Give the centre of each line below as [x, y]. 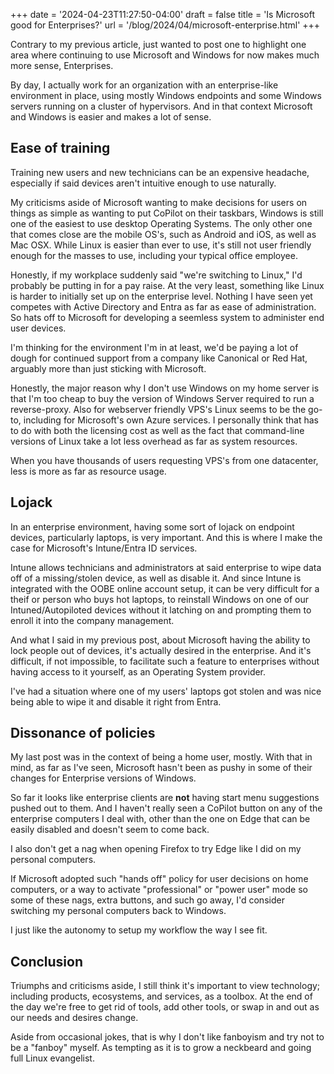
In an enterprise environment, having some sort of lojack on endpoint [152, 526]
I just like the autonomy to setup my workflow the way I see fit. [139, 930]
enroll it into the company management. [92, 620]
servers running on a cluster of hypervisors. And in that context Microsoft [161, 106]
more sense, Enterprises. [62, 65]
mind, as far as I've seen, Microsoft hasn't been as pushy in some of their [161, 768]
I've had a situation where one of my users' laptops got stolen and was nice [166, 691]
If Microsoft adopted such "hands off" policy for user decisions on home [159, 879]
